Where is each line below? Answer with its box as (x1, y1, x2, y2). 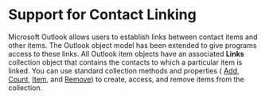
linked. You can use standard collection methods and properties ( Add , (8, 65, 240, 75)
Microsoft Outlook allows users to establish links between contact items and (8, 32, 258, 42)
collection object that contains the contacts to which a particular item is (8, 57, 243, 67)
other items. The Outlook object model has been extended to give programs (8, 40, 257, 49)
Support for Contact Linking (8, 6, 197, 24)
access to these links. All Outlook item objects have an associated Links (8, 49, 244, 58)
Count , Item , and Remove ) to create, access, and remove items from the (8, 74, 244, 84)
